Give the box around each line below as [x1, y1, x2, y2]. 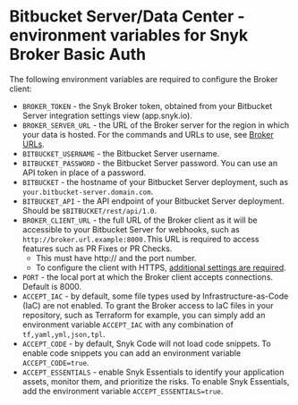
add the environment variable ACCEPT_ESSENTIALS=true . [21, 385, 224, 396]
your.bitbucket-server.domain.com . [21, 186, 154, 197]
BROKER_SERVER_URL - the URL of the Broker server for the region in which [21, 119, 289, 131]
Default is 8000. [21, 281, 82, 291]
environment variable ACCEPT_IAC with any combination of [21, 319, 234, 330]
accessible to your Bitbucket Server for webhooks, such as [21, 224, 240, 234]
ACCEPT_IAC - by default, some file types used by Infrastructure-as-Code [21, 291, 289, 301]
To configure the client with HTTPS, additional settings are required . [35, 262, 286, 273]
